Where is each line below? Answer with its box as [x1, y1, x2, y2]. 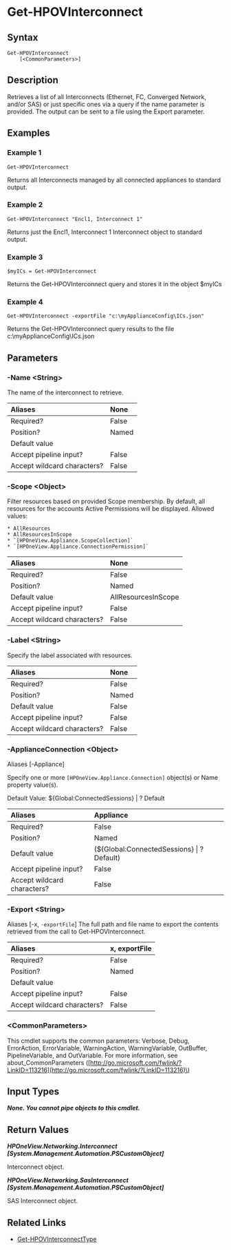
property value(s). [7, 781, 58, 789]
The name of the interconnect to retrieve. [7, 388, 124, 396]
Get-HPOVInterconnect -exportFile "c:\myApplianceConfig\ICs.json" [7, 312, 205, 320]
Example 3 [7, 252, 43, 262]
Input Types [7, 1085, 60, 1097]
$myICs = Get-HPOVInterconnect [7, 268, 97, 275]
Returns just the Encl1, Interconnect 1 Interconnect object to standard [7, 228, 203, 236]
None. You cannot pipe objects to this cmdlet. [7, 1104, 141, 1112]
